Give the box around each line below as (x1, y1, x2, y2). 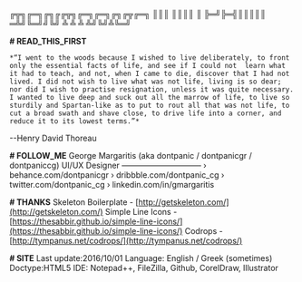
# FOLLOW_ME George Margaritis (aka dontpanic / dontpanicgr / (9, 151, 252, 160)
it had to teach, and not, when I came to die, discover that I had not (9, 69, 290, 78)
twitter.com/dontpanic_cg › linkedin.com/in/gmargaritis (9, 180, 215, 190)
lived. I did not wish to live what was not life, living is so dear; (9, 77, 282, 86)
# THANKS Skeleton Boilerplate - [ (9, 197, 139, 208)
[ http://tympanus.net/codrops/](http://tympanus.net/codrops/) (9, 236, 243, 246)
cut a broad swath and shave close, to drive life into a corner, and (9, 109, 282, 118)
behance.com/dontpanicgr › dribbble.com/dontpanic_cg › (9, 170, 225, 180)
